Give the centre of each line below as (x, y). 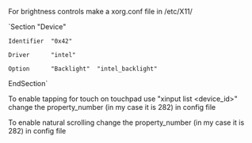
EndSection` (28, 83)
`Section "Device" (37, 26)
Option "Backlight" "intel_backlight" (83, 69)
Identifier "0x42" (40, 41)
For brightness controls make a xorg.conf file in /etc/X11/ (100, 11)
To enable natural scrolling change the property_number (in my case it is (126, 122)
